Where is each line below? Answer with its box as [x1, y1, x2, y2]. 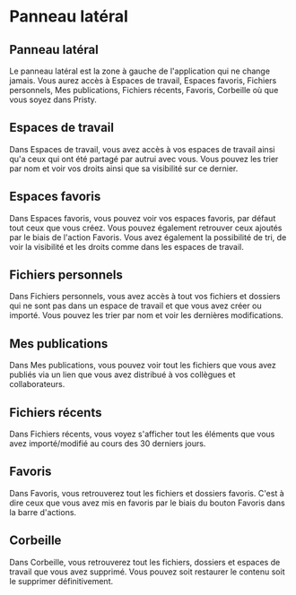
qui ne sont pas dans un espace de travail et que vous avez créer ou [9, 300, 262, 311]
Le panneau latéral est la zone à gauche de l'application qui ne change [9, 65, 271, 76]
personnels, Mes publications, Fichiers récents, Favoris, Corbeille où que [9, 85, 279, 95]
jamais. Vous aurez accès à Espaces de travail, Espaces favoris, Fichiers [9, 75, 277, 86]
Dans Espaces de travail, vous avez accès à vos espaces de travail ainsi [9, 143, 275, 154]
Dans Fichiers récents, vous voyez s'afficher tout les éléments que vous [9, 428, 275, 440]
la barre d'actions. [9, 506, 77, 517]
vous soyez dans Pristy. [9, 94, 97, 105]
